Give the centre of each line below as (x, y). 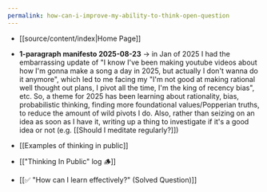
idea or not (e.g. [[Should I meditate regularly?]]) (99, 130)
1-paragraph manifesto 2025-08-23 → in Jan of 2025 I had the (125, 53)
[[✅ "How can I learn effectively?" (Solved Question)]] (108, 179)
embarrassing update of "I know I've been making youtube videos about (138, 62)
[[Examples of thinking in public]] (74, 145)
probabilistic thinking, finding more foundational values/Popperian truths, (139, 104)
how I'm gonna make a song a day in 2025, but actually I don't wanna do (139, 71)
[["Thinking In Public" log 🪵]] (68, 161)
